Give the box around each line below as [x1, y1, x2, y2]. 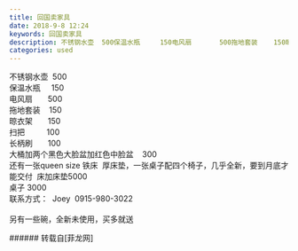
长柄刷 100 [9, 138, 61, 149]
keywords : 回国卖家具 [9, 29, 82, 38]
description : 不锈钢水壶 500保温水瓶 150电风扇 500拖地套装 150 [9, 37, 286, 47]
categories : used [9, 46, 74, 55]
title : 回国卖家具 [9, 12, 71, 22]
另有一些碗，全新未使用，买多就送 [9, 214, 134, 224]
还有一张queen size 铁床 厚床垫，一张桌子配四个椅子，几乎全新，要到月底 [9, 161, 281, 171]
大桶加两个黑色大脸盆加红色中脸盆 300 [9, 149, 158, 160]
